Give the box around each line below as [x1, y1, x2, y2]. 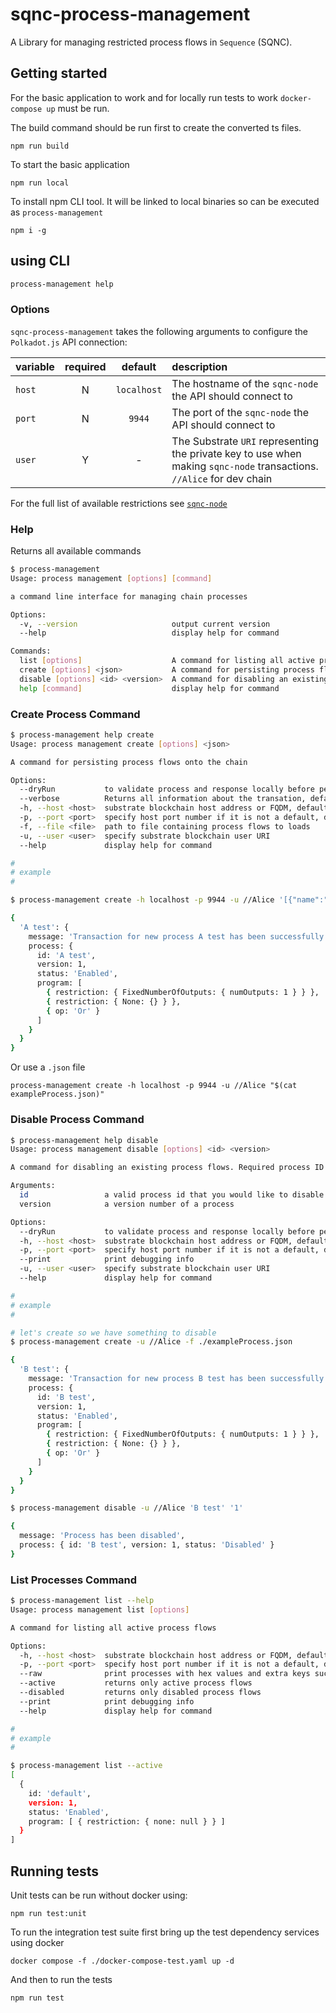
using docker [10, 1936, 65, 1948]
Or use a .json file [10, 1061, 86, 1073]
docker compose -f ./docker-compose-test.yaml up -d [10, 1956, 235, 1966]
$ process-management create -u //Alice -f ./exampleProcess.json [10, 1337, 293, 1347]
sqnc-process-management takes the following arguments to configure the [10, 325, 308, 337]
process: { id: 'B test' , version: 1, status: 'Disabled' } [19, 1540, 275, 1550]
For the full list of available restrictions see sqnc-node [10, 497, 228, 509]
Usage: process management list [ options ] [10, 1604, 190, 1615]
